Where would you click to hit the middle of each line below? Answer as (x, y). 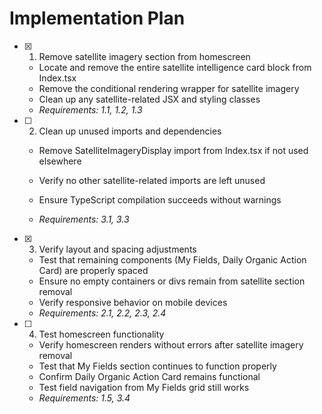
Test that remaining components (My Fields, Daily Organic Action (172, 259)
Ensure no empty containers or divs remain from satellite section (172, 281)
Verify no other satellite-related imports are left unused (152, 180)
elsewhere (60, 161)
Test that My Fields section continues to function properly (157, 366)
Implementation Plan (97, 18)
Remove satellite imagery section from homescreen (144, 56)
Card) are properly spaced (93, 270)
